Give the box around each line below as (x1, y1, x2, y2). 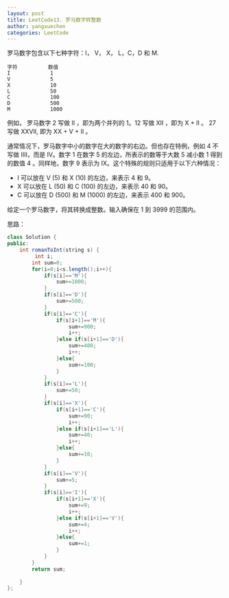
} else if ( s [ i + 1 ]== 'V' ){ (56, 514, 125, 522)
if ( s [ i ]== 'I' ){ (43, 489, 88, 496)
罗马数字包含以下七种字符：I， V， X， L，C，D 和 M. (7, 49, 159, 57)
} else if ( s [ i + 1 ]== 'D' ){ (56, 336, 125, 343)
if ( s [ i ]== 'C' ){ (43, 310, 88, 317)
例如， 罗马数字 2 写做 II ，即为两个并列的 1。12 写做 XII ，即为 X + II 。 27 (7, 119, 216, 127)
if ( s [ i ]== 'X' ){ (43, 400, 88, 406)
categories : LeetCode (7, 29, 69, 36)
